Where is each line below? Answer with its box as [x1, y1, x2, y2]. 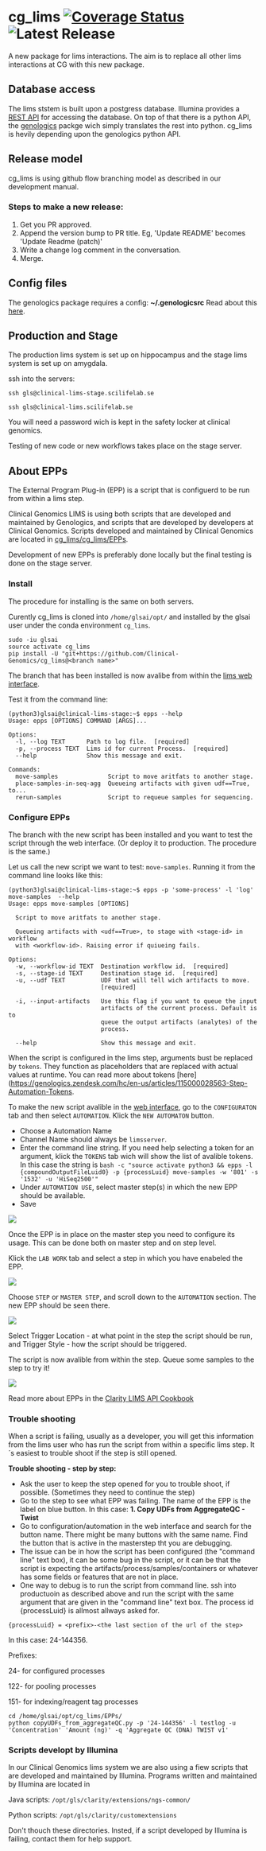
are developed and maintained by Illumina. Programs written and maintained [8, 1771, 257, 1781]
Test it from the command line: [8, 694, 109, 704]
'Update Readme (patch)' [19, 236, 103, 246]
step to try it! [8, 1363, 50, 1372]
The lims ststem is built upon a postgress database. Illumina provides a [8, 103, 240, 113]
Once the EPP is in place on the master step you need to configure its [8, 1229, 236, 1239]
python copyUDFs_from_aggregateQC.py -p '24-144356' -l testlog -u [8, 1719, 237, 1728]
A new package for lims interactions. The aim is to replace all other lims [8, 51, 242, 60]
